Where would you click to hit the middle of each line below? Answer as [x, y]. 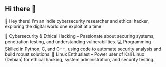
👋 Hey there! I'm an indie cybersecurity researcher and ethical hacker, [77, 21]
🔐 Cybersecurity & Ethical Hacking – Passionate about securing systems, [80, 36]
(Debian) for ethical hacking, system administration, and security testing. [80, 59]
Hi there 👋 [21, 9]
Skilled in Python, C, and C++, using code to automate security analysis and [83, 49]
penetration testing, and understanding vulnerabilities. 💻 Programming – [80, 41]
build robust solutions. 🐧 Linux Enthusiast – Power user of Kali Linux [75, 54]
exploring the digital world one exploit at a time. [54, 26]
